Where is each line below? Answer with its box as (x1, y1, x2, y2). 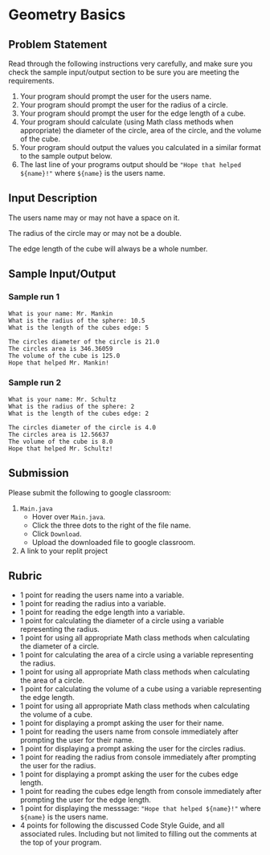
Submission (8, 466, 70, 480)
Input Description (8, 191, 98, 206)
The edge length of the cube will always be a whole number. (8, 243, 208, 254)
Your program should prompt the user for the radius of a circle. (19, 100, 228, 109)
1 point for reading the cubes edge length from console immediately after (19, 787, 262, 796)
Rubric (8, 569, 43, 583)
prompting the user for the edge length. (19, 795, 151, 804)
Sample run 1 (8, 291, 60, 303)
